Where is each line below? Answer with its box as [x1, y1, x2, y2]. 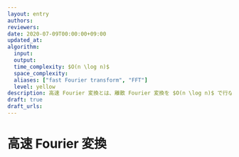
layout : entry [7, 10, 50, 18]
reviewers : [7, 23, 40, 31]
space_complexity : [14, 70, 69, 77]
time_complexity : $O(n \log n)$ [14, 63, 110, 70]
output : [14, 57, 37, 64]
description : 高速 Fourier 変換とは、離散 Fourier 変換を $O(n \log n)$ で [7, 90, 223, 97]
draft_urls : [7, 103, 43, 110]
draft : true [7, 97, 43, 104]
